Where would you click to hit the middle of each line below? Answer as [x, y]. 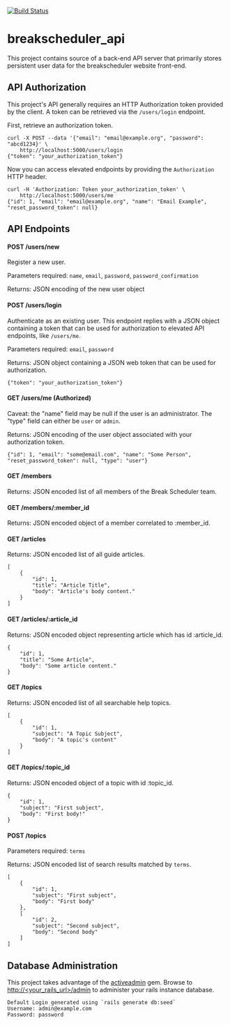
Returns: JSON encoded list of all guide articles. [76, 555]
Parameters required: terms [46, 851]
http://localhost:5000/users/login [71, 150]
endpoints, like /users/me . [44, 335]
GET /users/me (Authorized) [49, 398]
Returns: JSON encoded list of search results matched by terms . [99, 865]
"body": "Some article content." [68, 665]
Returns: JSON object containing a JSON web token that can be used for [112, 362]
